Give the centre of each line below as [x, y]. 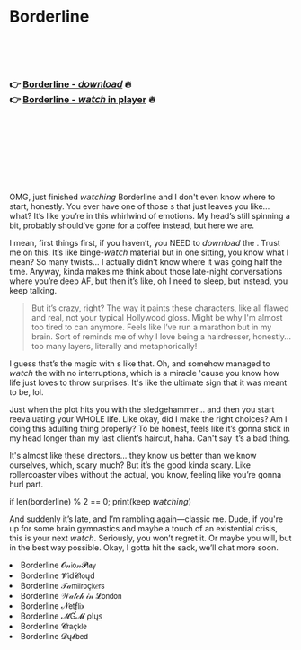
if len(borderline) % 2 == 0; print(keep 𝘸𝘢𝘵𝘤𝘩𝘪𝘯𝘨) [100, 502]
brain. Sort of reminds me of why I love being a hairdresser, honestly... [161, 337]
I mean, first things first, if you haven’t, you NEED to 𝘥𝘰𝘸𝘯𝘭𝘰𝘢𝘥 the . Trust [145, 243]
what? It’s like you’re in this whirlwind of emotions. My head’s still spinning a [150, 216]
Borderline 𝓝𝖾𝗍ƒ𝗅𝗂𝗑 [53, 606]
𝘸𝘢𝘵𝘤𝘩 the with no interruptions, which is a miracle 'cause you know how [145, 373]
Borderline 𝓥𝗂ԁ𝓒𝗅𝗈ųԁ [58, 575]
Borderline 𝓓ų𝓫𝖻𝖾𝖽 [54, 637]
